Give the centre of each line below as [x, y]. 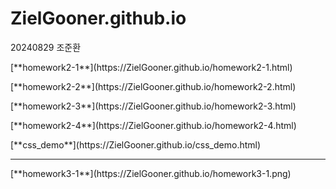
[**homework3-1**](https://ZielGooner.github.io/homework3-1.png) [151, 173]
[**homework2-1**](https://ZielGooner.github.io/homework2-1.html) [151, 67]
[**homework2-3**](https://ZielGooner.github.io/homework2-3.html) [153, 106]
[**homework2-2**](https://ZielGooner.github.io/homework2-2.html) [153, 86]
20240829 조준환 [46, 47]
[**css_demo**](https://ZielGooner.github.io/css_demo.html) [136, 144]
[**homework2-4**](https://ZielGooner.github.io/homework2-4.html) [153, 125]
